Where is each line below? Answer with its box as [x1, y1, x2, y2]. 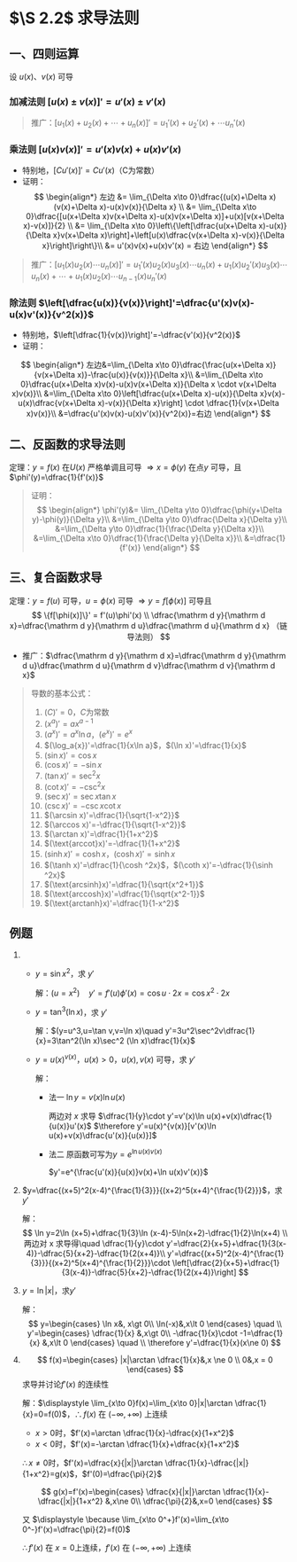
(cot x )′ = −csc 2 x [43, 779, 106, 792]
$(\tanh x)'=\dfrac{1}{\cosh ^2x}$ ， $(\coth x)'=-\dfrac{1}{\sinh [43, 859, 274, 870]
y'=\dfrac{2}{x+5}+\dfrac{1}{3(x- [166, 1238, 287, 1248]
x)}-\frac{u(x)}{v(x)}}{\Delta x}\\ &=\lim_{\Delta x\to [77, 370, 263, 380]
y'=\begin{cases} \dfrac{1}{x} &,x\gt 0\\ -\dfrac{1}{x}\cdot [27, 1327, 239, 1339]
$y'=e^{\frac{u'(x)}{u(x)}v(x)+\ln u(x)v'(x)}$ [48, 1167, 209, 1177]
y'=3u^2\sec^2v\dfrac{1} [164, 1026, 255, 1036]
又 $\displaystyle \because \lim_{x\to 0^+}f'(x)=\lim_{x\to [21, 1513, 230, 1525]
